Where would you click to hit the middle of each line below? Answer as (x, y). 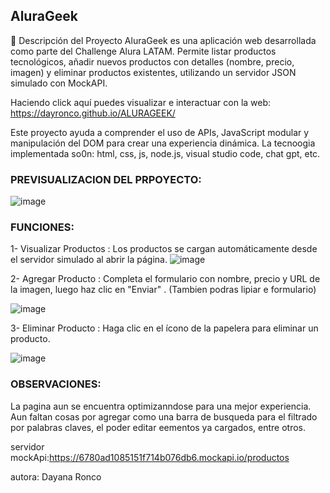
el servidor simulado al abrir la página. (89, 260)
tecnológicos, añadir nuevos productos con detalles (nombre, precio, (152, 61)
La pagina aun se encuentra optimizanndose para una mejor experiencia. (161, 406)
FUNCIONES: (42, 227)
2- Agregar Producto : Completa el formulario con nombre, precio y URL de (165, 279)
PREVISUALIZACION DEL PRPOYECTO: (106, 179)
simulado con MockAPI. (59, 83)
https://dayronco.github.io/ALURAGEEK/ (93, 113)
